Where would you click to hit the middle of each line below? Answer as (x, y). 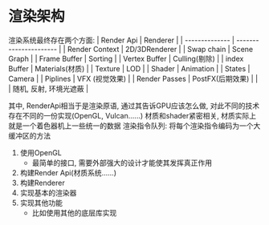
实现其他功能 (41, 203)
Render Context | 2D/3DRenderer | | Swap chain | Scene (160, 49)
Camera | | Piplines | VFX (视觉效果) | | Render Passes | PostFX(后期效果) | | (133, 78)
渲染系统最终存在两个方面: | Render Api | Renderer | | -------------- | (122, 40)
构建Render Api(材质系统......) (68, 172)
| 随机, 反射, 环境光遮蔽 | (49, 88)
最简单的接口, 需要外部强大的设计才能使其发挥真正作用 (122, 163)
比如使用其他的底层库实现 (74, 212)
